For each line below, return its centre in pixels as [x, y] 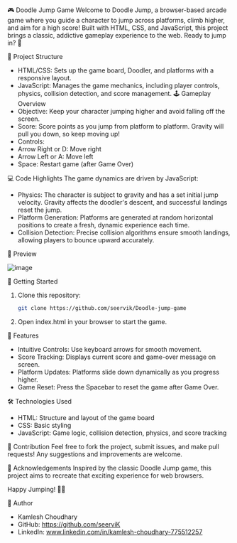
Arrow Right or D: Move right [59, 149]
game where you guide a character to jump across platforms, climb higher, [116, 20]
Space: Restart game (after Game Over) [76, 164]
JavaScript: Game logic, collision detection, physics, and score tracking [122, 433]
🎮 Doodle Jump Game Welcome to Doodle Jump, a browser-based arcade [117, 10]
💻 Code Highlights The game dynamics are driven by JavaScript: [103, 178]
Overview [32, 104]
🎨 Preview [22, 254]
